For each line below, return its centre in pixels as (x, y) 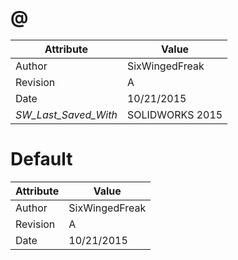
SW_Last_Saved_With (66, 114)
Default (41, 159)
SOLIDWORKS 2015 (174, 114)
